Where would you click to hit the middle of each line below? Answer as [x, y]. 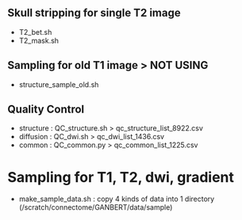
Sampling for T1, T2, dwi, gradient [121, 177]
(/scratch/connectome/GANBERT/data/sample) [96, 207]
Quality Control [46, 110]
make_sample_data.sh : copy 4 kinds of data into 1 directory [117, 199]
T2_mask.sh [39, 40]
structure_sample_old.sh [59, 84]
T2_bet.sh [35, 32]
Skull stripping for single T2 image [94, 13]
